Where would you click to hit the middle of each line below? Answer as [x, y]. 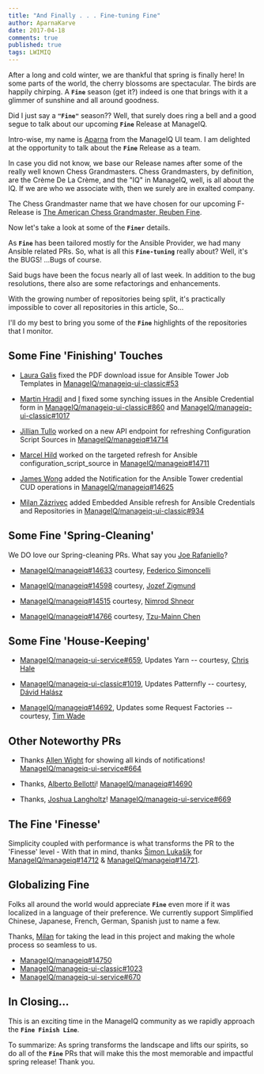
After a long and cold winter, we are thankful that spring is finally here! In [126, 75]
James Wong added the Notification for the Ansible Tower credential [131, 478]
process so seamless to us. [53, 945]
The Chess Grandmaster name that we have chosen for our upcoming [122, 204]
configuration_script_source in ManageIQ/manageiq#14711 [114, 463]
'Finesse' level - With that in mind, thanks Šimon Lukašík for [106, 852]
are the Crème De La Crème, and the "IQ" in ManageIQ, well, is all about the [131, 180]
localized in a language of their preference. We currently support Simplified [131, 912]
